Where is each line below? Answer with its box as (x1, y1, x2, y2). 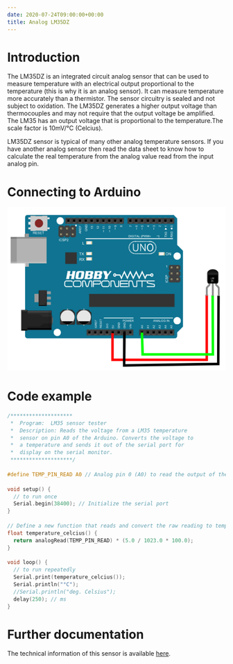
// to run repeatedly (13, 567, 76, 574)
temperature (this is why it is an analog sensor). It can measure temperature (7, 87, 224, 95)
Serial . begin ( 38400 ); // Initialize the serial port (13, 501, 169, 508)
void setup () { (7, 485, 51, 493)
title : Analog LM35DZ (7, 18, 70, 26)
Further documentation (7, 626, 144, 642)
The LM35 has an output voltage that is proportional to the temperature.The (7, 117, 223, 125)
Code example (7, 389, 92, 405)
